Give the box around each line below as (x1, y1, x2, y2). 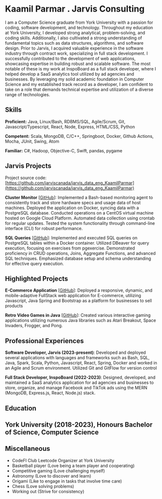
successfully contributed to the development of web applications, (5, 55, 136, 61)
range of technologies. (5, 91, 50, 98)
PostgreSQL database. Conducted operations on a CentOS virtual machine (5, 210, 154, 216)
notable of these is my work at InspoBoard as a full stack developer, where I (5, 66, 156, 71)
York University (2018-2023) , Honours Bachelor (5, 420, 153, 429)
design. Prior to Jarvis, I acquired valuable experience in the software (5, 45, 144, 51)
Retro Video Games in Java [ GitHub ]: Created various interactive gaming (5, 312, 151, 318)
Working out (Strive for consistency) (12, 488, 85, 494)
